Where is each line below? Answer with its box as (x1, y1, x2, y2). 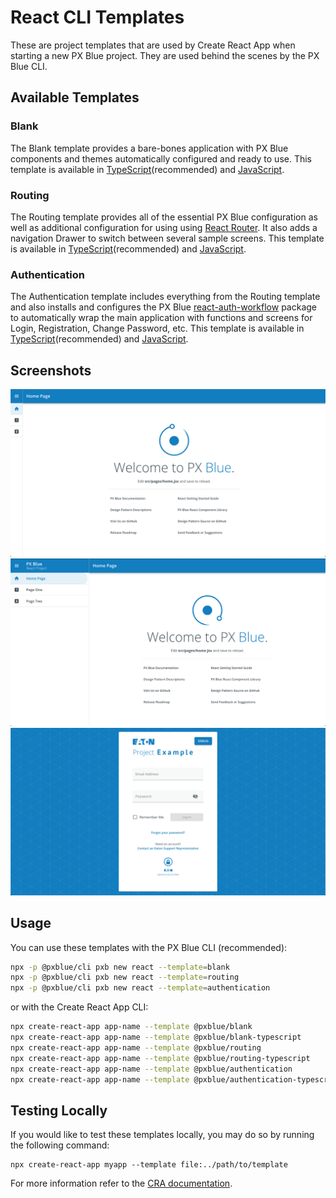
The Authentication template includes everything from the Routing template (10, 291, 321, 303)
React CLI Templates (10, 6, 185, 29)
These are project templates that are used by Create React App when (10, 39, 296, 51)
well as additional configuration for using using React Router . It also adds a (10, 221, 318, 233)
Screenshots (10, 362, 92, 379)
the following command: (10, 1139, 110, 1151)
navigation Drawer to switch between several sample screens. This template (10, 232, 325, 244)
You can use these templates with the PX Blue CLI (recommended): (10, 941, 288, 953)
